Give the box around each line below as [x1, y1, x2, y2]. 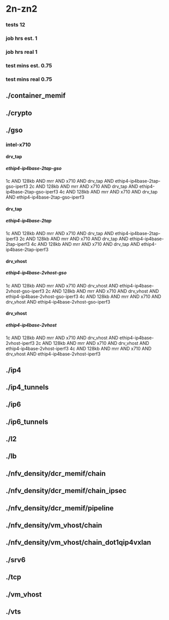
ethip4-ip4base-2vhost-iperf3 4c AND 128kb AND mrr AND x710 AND [6, 346, 152, 352]
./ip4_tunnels [6, 383, 49, 391]
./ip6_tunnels [6, 417, 49, 426]
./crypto [6, 109, 32, 117]
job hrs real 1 [6, 48, 37, 55]
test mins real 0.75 [6, 76, 53, 83]
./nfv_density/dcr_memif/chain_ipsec [6, 486, 127, 495]
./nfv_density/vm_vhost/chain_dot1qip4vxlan [6, 538, 151, 547]
